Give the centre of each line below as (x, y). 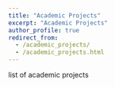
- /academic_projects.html (60, 52)
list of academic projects (48, 75)
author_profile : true (44, 30)
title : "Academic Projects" (55, 15)
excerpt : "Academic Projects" (58, 23)
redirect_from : (33, 38)
